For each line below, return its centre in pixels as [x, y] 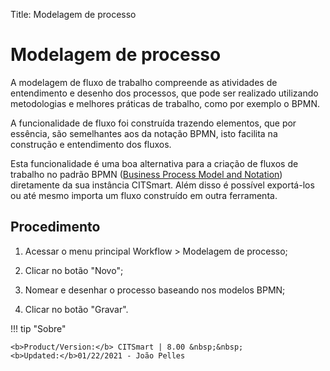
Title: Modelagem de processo [73, 14]
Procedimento [55, 227]
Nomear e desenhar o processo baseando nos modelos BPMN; [155, 290]
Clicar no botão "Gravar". [76, 309]
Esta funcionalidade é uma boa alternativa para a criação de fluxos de [154, 163]
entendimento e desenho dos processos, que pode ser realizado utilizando [164, 93]
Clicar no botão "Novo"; [74, 270]
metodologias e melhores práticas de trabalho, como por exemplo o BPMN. [165, 103]
